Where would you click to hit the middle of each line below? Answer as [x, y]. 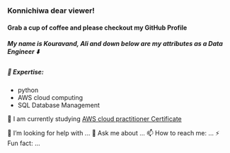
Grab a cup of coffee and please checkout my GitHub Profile [97, 28]
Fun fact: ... [24, 143]
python [28, 90]
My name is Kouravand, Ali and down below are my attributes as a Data [115, 44]
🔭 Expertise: [25, 72]
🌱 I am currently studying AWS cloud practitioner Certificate [94, 118]
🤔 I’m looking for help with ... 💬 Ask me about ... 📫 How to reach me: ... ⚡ [114, 132]
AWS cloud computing [50, 97]
